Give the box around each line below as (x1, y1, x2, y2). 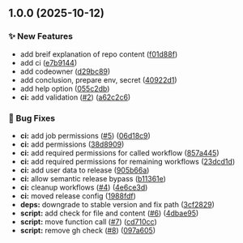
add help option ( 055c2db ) (19, 83, 110, 93)
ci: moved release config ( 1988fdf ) (19, 190, 136, 201)
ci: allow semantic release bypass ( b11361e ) (19, 173, 166, 183)
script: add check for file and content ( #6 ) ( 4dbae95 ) (19, 208, 199, 218)
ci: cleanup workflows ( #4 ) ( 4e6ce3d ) (19, 182, 148, 192)
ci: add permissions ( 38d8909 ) (19, 139, 125, 149)
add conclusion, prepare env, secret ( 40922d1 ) (19, 75, 177, 84)
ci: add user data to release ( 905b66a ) (19, 165, 150, 175)
